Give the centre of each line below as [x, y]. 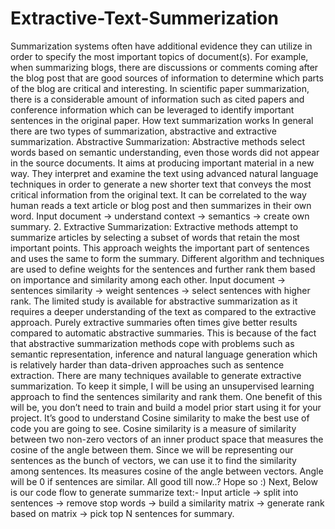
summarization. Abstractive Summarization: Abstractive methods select [157, 141]
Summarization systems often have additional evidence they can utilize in [161, 46]
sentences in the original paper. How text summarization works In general [162, 120]
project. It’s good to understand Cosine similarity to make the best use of [160, 418]
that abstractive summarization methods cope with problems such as [152, 343]
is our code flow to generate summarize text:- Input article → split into [154, 492]
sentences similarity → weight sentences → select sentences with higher [160, 290]
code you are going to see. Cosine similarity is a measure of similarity [153, 428]
